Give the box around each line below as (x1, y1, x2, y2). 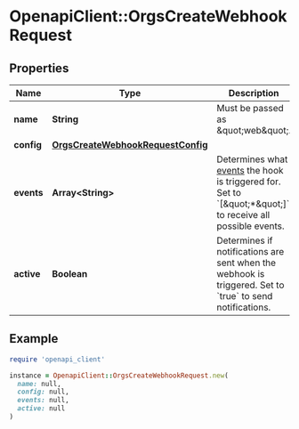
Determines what (216, 153, 288, 166)
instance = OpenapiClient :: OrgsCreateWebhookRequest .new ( (9, 371, 229, 380)
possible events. (216, 220, 285, 232)
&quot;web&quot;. (216, 125, 292, 136)
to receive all (216, 209, 271, 221)
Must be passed (216, 102, 284, 114)
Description (228, 87, 279, 99)
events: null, (17, 396, 69, 405)
